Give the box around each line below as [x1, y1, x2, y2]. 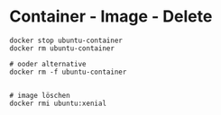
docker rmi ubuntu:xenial [9, 99, 106, 108]
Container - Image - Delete [9, 6, 213, 27]
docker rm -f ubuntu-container [9, 67, 127, 76]
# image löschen [9, 91, 70, 100]
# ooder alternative [9, 59, 87, 68]
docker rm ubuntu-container [9, 43, 115, 53]
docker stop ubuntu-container [9, 36, 124, 45]
